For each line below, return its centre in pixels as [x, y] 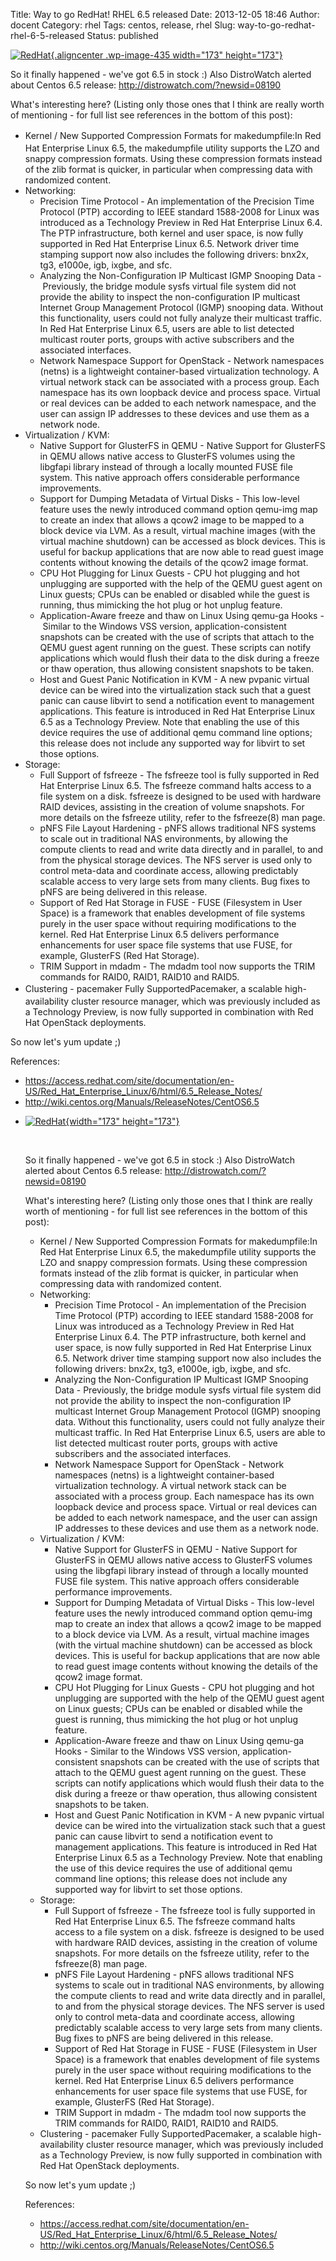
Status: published [122, 35]
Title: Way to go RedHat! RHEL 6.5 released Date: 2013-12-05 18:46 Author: [165, 14]
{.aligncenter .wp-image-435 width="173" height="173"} [166, 55]
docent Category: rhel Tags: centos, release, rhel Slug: [123, 25]
